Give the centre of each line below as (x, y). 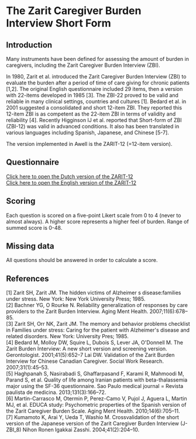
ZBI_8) (14, 430)
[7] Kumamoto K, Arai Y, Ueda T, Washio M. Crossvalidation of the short (93, 417)
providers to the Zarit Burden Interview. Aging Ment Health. (77, 311)
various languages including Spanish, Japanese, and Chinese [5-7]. (88, 132)
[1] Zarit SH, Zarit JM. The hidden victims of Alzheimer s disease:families (94, 293)
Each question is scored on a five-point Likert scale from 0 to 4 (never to (94, 215)
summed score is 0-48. (34, 227)
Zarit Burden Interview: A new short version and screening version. (87, 349)
